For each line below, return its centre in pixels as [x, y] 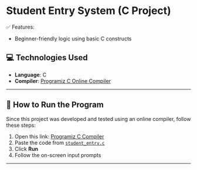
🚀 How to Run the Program [55, 105]
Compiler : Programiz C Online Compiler [63, 81]
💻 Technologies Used [47, 58]
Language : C [30, 75]
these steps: [21, 125]
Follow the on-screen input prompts [58, 155]
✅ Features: [21, 27]
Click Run [26, 149]
